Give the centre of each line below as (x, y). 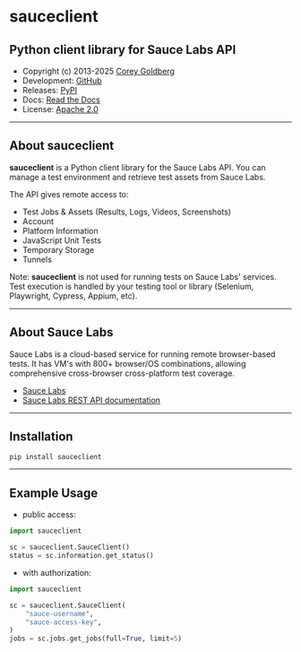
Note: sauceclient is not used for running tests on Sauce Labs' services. (143, 276)
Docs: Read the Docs (61, 100)
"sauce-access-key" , (64, 622)
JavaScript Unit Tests (61, 240)
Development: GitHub (62, 81)
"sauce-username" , (60, 613)
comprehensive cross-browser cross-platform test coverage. (122, 373)
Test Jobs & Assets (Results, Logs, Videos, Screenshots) (126, 212)
